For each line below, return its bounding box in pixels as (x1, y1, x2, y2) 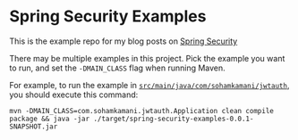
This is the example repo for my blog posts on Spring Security (9, 36, 238, 46)
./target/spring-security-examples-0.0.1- (93, 114, 254, 123)
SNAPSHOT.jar (9, 122, 58, 131)
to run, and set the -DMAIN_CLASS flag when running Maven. (9, 62, 226, 73)
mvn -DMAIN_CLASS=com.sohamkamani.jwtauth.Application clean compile (9, 106, 275, 115)
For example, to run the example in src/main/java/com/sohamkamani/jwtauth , (9, 79, 290, 90)
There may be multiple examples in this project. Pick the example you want (9, 53, 285, 63)
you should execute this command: (9, 89, 139, 100)
